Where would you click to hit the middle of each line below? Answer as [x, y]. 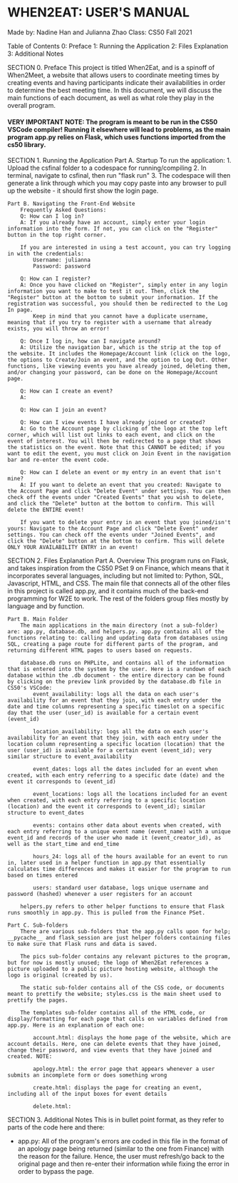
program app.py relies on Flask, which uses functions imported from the [117, 137]
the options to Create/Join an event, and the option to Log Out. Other [118, 360]
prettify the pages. [38, 1000]
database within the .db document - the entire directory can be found [116, 675]
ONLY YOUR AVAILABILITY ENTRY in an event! [73, 548]
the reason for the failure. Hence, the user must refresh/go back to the [121, 1157]
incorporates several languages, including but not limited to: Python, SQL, [115, 576]
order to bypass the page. [56, 1172]
